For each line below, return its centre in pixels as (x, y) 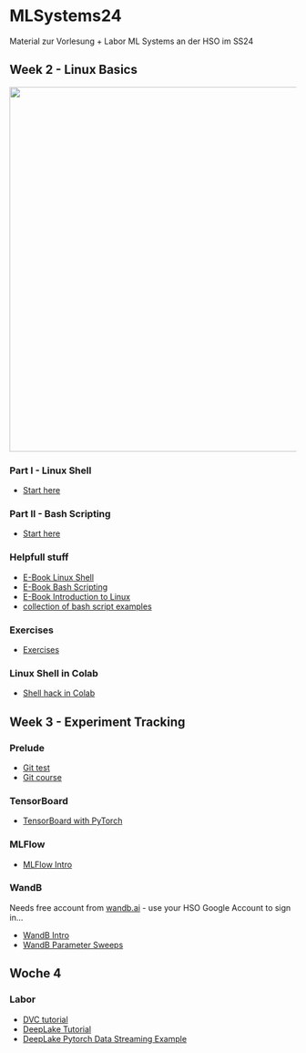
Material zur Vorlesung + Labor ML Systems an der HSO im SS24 (132, 41)
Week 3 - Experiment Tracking (97, 722)
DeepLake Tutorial (57, 1029)
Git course (42, 777)
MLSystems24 (66, 16)
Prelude (27, 748)
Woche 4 (36, 973)
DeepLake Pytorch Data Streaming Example (105, 1038)
